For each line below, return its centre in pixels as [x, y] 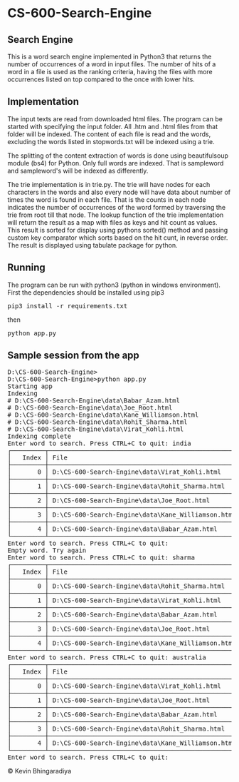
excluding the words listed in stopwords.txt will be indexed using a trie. [111, 141]
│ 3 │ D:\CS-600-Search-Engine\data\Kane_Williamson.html [122, 515]
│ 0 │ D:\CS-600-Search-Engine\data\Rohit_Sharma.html [116, 586]
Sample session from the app [74, 356]
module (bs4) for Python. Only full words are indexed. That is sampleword [116, 163]
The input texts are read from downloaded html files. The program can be [115, 118]
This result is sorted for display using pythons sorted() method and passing [118, 230]
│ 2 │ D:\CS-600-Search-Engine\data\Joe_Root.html [109, 501]
